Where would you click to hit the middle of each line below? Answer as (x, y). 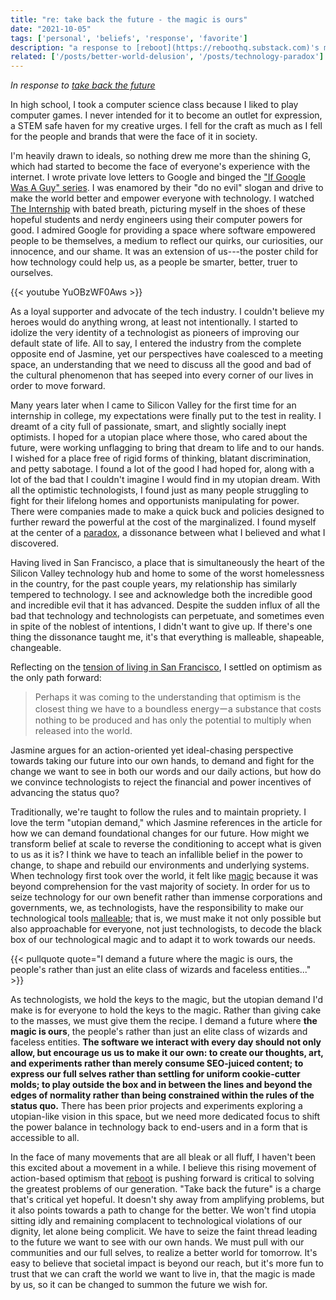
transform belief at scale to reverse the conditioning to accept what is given (166, 844)
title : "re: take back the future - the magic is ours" (129, 19)
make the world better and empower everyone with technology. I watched (162, 198)
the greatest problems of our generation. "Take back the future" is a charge (166, 1189)
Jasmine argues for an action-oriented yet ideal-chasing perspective (152, 750)
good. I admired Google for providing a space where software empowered (163, 230)
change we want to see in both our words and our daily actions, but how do (166, 772)
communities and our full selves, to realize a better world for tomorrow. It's (164, 1253)
